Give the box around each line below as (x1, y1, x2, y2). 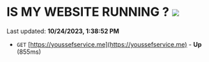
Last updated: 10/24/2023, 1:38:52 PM (6, 27, 120, 35)
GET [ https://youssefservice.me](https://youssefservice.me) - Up (16, 40, 202, 48)
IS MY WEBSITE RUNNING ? (6, 4, 170, 20)
